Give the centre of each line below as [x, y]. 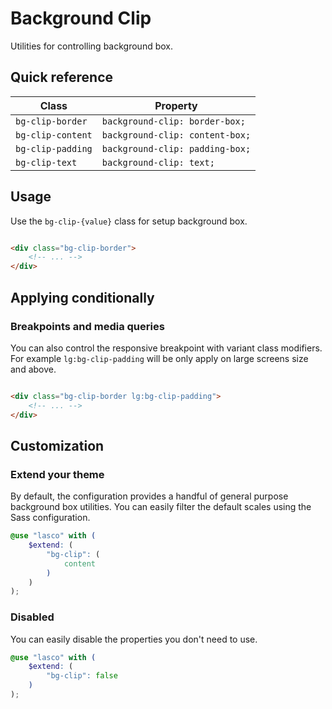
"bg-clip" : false [82, 676]
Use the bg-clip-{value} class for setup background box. [129, 221]
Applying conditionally [82, 297]
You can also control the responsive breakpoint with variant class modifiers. [166, 348]
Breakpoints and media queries [87, 326]
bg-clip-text [46, 162]
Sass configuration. [50, 518]
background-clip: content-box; [176, 135]
